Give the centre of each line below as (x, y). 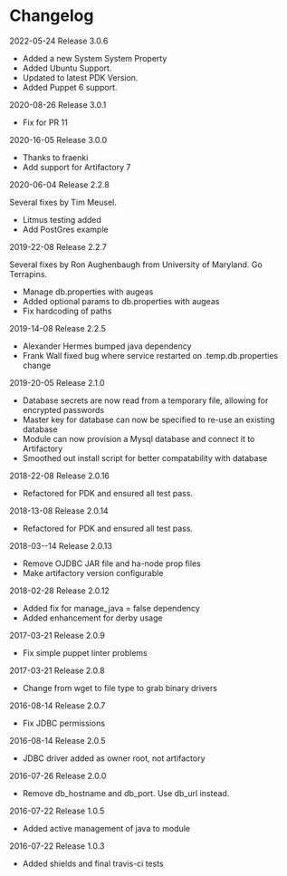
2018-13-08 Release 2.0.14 (59, 510)
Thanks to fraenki (55, 157)
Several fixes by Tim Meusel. (63, 202)
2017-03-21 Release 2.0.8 (57, 670)
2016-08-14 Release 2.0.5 (57, 740)
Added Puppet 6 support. (70, 87)
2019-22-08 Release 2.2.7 (58, 246)
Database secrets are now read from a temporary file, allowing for (145, 400)
